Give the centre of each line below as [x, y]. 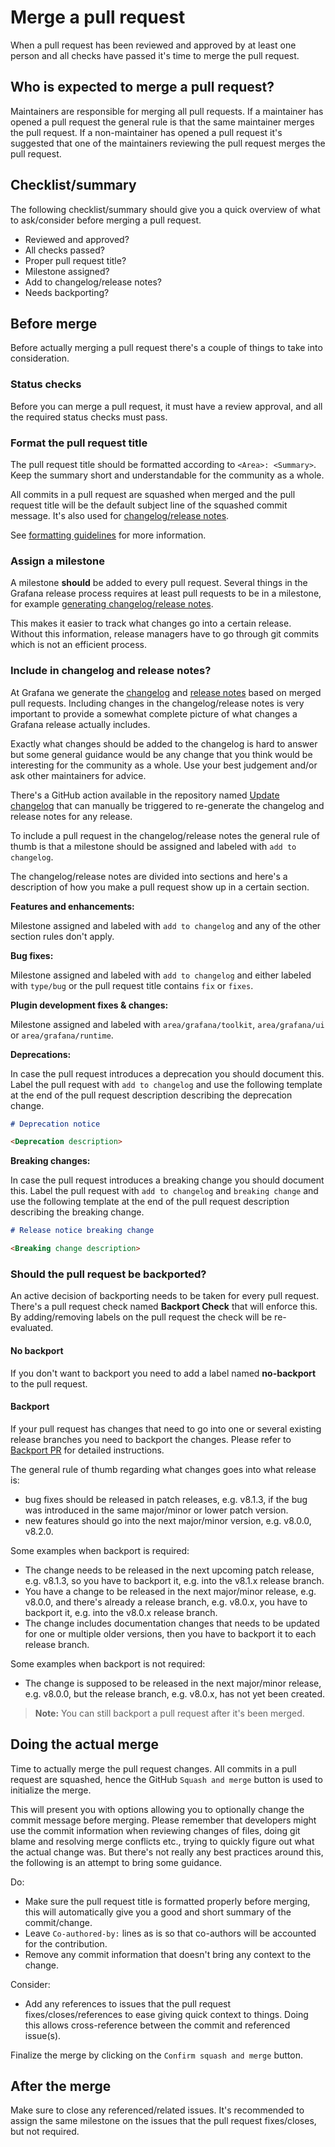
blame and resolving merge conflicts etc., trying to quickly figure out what [162, 1841]
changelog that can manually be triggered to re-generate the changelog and [167, 805]
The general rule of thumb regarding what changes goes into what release [163, 1469]
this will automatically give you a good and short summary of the [158, 1912]
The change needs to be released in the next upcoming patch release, [169, 1570]
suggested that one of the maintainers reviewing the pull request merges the [168, 143]
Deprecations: [41, 1054]
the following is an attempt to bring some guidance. [116, 1862]
